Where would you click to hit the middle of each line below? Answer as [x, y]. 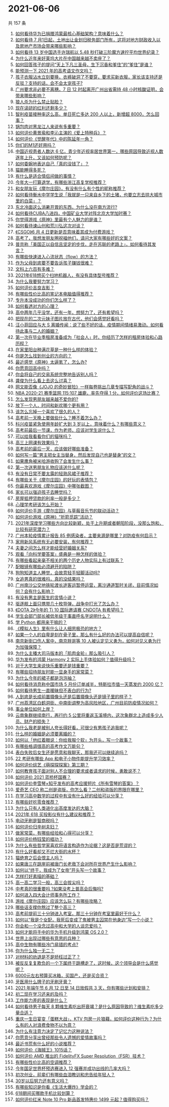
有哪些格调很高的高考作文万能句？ [50, 746]
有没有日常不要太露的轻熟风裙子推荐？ [54, 473]
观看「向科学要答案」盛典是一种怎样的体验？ [61, 554]
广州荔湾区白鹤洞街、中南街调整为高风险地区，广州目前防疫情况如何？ [87, 702]
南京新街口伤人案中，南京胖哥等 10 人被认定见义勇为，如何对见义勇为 [86, 641]
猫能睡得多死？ [30, 170]
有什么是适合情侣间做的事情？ [45, 176]
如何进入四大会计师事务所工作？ [48, 895]
